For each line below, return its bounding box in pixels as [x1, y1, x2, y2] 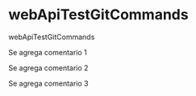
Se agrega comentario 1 [8, 47, 87, 57]
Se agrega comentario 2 [8, 62, 89, 73]
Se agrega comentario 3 [8, 78, 89, 88]
